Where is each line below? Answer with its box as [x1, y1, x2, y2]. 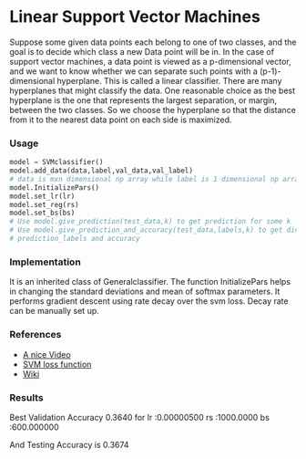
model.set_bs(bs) [9, 208, 76, 218]
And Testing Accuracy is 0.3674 [9, 439, 129, 450]
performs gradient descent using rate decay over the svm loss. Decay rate [9, 296, 289, 307]
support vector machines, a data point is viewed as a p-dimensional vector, [9, 56, 291, 67]
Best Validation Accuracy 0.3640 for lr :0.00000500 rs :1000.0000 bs [9, 412, 270, 422]
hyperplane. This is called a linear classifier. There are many [56, 75, 282, 86]
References [9, 329, 62, 341]
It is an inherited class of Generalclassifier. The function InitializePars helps [9, 276, 291, 287]
